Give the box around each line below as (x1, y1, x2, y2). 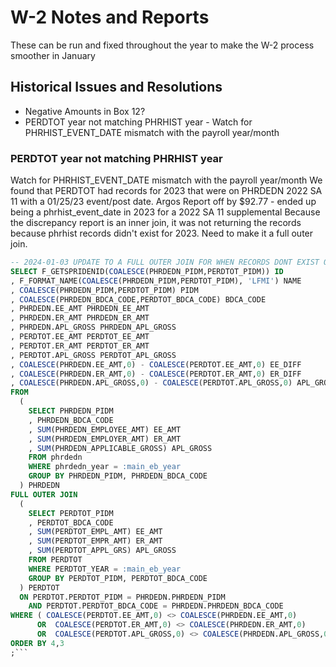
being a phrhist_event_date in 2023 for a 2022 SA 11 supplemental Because (10, 206, 321, 218)
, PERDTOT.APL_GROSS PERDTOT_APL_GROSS (10, 350, 177, 360)
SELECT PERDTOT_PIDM (28, 508, 114, 518)
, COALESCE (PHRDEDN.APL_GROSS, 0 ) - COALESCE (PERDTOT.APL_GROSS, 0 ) (10, 378, 293, 388)
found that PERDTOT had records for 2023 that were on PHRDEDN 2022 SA (10, 185, 323, 197)
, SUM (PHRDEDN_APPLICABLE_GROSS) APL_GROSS (28, 443, 213, 453)
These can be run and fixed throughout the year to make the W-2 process (10, 39, 315, 51)
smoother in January (10, 49, 96, 61)
